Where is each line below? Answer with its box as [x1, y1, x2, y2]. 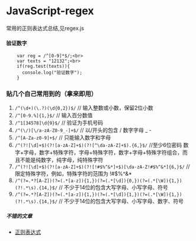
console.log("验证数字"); [21, 70, 83, 76]
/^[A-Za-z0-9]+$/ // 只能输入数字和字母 [14, 134, 111, 141]
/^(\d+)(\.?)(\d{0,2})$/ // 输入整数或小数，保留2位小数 [14, 104, 153, 111]
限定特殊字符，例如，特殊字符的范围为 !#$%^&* [14, 170, 132, 177]
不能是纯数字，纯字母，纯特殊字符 [20, 157, 104, 164]
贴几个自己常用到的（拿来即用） [6, 90, 98, 98]
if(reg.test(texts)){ [17, 64, 70, 70]
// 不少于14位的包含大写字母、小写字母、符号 [59, 184, 169, 191]
